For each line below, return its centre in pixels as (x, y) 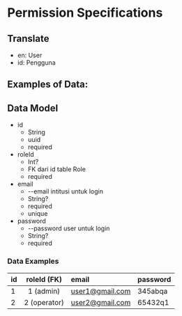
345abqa (152, 291)
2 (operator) (44, 302)
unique (38, 214)
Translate (28, 39)
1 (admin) (44, 291)
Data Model (33, 108)
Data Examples (33, 261)
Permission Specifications (85, 13)
